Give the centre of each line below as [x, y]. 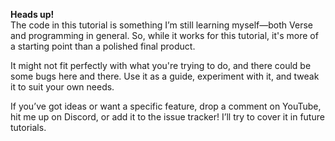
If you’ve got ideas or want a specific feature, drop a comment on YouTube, [166, 106]
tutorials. [28, 127]
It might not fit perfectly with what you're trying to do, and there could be [161, 65]
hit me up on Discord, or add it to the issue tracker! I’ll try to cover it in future [167, 117]
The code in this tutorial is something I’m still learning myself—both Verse [161, 25]
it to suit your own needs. [62, 87]
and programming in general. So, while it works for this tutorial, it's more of [164, 35]
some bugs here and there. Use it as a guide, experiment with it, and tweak [165, 76]
